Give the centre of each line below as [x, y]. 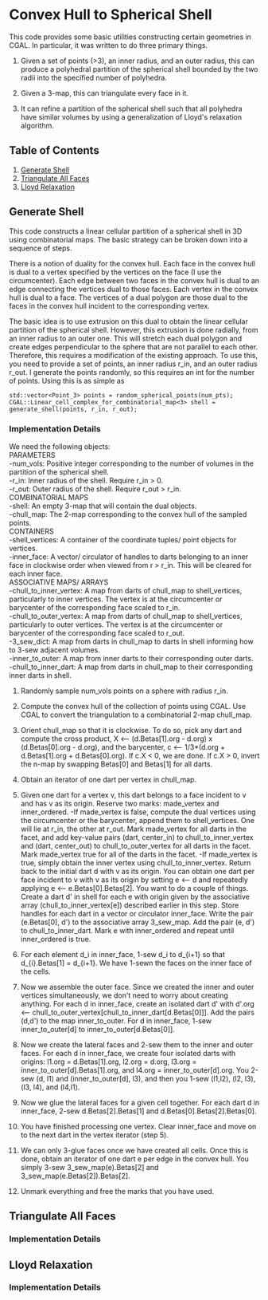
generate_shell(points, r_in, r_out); [73, 409]
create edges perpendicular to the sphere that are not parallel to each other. [134, 347]
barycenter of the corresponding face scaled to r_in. [95, 607]
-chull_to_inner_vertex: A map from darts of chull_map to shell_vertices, [126, 590]
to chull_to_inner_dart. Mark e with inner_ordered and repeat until [127, 930]
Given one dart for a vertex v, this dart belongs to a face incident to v [133, 794]
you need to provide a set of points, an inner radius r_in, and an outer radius [133, 364]
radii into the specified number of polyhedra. [94, 77]
